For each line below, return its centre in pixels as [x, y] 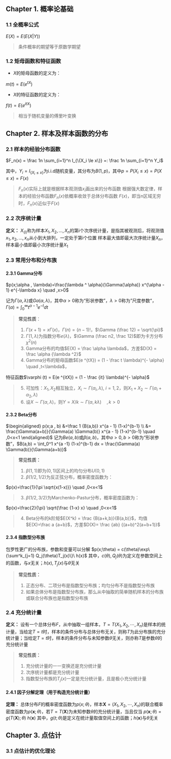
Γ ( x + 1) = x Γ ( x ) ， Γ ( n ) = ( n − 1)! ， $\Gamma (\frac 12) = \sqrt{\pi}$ [95, 330]
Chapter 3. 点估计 [34, 735]
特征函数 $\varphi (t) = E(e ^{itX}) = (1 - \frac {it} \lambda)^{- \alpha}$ [78, 377]
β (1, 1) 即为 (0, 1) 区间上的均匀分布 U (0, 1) [65, 471]
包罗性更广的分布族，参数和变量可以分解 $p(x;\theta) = [63, 550]
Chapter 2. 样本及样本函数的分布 [57, 133]
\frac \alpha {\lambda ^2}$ [54, 354]
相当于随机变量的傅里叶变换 [47, 116]
